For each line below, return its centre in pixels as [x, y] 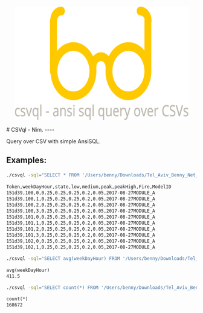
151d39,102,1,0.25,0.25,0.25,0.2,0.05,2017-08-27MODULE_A [81, 247]
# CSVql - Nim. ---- [31, 130]
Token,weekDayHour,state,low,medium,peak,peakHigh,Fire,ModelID [89, 187]
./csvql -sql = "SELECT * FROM [43, 175]
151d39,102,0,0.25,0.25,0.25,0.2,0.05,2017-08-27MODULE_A [81, 241]
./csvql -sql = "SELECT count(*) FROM [52, 288]
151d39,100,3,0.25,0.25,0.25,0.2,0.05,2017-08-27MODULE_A [81, 211]
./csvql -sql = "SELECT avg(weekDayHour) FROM [63, 258]
